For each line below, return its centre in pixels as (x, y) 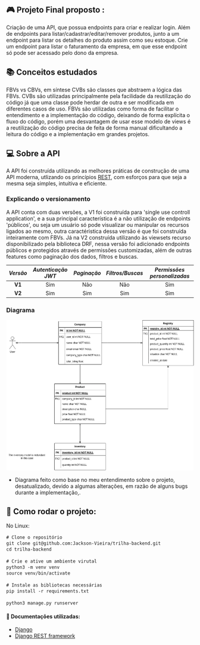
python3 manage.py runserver (42, 603)
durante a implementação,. (48, 493)
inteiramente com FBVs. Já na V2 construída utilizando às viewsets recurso (99, 237)
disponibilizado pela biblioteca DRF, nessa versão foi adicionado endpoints (98, 244)
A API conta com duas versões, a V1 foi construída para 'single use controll (98, 212)
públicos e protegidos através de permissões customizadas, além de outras (99, 250)
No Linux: (18, 526)
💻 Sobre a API (33, 154)
